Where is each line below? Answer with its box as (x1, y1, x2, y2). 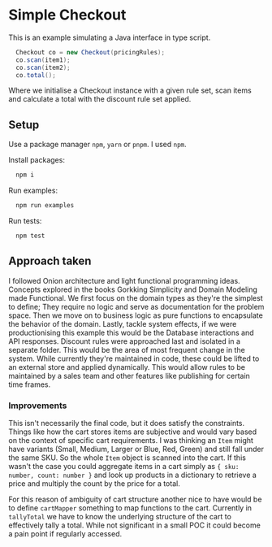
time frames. (8, 380, 51, 389)
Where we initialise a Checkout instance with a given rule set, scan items (8, 85, 252, 95)
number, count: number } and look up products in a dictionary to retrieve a (8, 470, 257, 480)
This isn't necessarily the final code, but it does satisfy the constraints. (8, 418, 245, 428)
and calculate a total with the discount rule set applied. (8, 94, 192, 104)
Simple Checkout (8, 6, 127, 24)
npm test (15, 232, 45, 240)
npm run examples (15, 202, 75, 210)
